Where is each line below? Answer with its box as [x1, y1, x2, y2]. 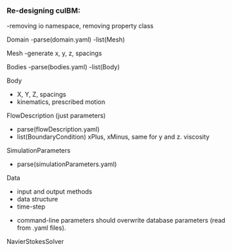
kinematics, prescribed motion [16, 98, 106, 106]
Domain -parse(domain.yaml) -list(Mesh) [6, 35, 126, 44]
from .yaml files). [16, 223, 66, 232]
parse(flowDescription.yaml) [16, 125, 100, 134]
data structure [16, 195, 59, 204]
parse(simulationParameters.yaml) [16, 160, 117, 168]
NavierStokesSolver [6, 238, 64, 246]
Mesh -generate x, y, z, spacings [6, 49, 102, 58]
